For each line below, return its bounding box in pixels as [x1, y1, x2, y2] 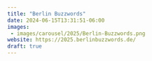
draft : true [7, 43, 42, 50]
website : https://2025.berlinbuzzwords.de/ [7, 36, 137, 43]
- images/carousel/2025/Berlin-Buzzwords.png [10, 29, 146, 37]
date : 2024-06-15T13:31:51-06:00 [7, 17, 105, 24]
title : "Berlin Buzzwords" [7, 10, 86, 18]
